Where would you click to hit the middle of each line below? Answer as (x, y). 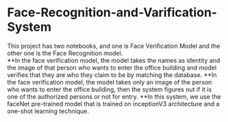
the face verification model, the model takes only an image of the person (110, 82)
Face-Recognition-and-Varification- (112, 13)
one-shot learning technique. (48, 111)
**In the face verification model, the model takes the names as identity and (114, 60)
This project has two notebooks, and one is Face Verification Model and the (114, 46)
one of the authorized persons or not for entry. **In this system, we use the (114, 96)
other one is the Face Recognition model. (65, 53)
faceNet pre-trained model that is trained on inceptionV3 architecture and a (114, 104)
